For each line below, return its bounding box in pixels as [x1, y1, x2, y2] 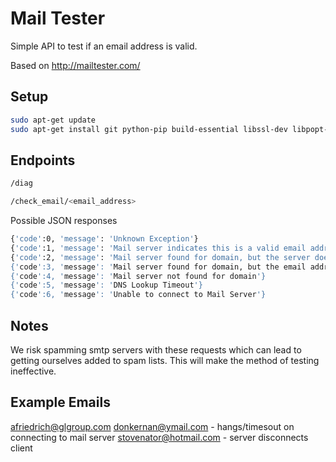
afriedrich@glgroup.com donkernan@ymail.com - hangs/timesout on [10, 420, 295, 432]
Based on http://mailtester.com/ [10, 59, 141, 71]
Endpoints [10, 152, 76, 169]
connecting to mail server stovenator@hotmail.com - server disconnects [10, 431, 309, 443]
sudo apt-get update [10, 115, 97, 125]
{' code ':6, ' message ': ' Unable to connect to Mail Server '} [10, 290, 267, 300]
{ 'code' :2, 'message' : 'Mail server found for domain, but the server [10, 252, 311, 262]
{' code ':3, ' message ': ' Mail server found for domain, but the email [10, 262, 307, 272]
